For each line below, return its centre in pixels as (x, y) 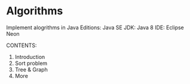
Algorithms (35, 11)
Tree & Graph (31, 69)
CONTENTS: (22, 45)
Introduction (30, 57)
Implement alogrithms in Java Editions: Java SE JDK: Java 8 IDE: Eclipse (95, 27)
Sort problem (31, 63)
